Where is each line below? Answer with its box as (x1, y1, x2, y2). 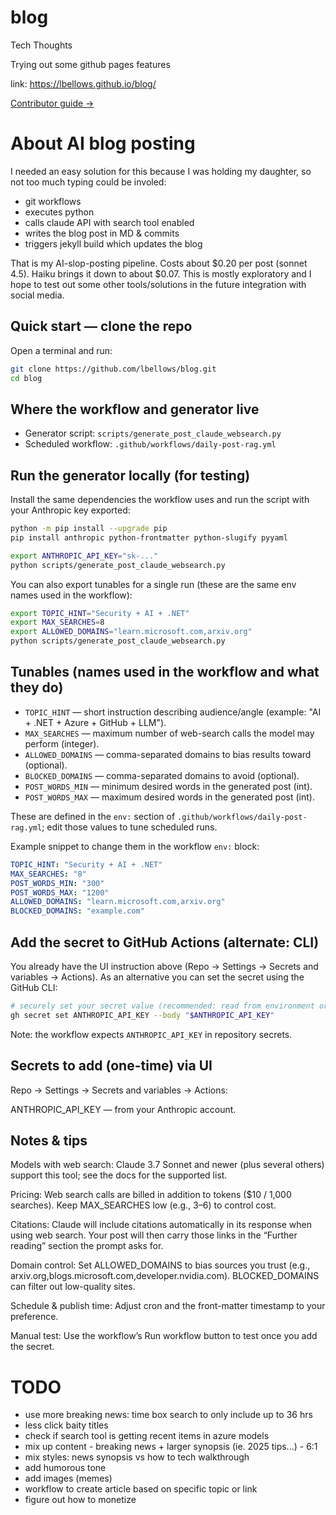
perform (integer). (24, 737, 100, 750)
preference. (10, 1311, 59, 1323)
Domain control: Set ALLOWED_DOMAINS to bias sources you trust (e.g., (10, 1259, 311, 1271)
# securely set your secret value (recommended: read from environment (10, 1001, 315, 1011)
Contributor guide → (10, 97, 95, 109)
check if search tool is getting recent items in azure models (24, 1430, 270, 1442)
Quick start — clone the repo (10, 318, 193, 335)
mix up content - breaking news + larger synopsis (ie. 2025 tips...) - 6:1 (24, 1441, 318, 1453)
